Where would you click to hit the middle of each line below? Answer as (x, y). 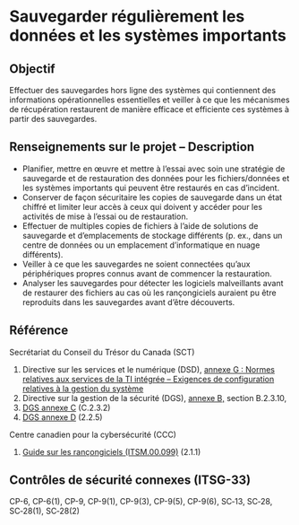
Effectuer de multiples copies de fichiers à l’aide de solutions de (140, 225)
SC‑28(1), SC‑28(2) (45, 511)
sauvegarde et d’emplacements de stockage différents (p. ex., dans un (152, 235)
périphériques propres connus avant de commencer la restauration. (147, 273)
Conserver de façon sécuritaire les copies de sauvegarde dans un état (152, 197)
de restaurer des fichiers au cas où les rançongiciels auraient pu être (149, 293)
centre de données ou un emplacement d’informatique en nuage (141, 245)
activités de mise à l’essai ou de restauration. (105, 216)
